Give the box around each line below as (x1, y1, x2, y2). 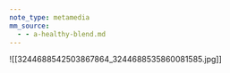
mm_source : (9, 21, 50, 30)
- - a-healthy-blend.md (17, 29, 106, 38)
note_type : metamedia (9, 12, 90, 22)
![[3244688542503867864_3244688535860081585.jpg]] (9, 54, 222, 65)
